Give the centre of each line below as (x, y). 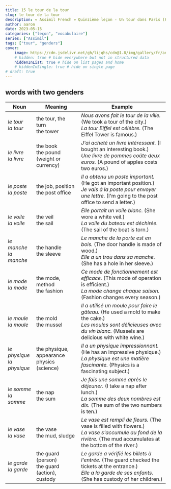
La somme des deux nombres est (121, 399)
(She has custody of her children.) (122, 479)
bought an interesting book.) (115, 149)
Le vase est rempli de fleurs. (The (121, 420)
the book (47, 146)
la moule (18, 325)
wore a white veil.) (103, 216)
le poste (17, 186)
